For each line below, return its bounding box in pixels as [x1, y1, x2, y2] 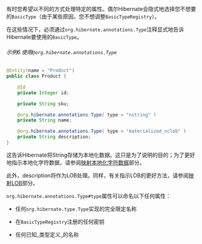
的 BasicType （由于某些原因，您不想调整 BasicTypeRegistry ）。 [6, 13, 160, 20]
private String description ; [17, 134, 91, 140]
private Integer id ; [17, 90, 69, 96]
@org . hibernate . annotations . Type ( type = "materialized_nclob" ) [17, 128, 187, 135]
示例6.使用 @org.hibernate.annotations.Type [6, 48, 117, 56]
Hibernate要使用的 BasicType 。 [6, 33, 83, 41]
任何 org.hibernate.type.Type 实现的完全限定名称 [15, 205, 137, 212]
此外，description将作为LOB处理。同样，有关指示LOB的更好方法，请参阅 [6, 172, 189, 179]
